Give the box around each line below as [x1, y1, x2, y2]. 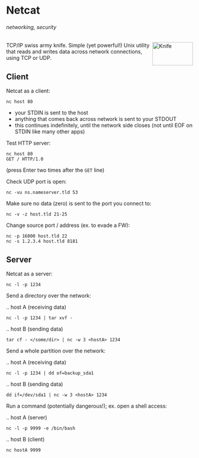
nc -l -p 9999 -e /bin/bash [6, 425, 76, 431]
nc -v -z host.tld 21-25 [6, 212, 68, 217]
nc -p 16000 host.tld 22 [6, 233, 68, 239]
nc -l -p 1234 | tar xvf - [6, 315, 73, 321]
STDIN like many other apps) [14, 128, 85, 135]
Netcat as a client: [6, 87, 50, 95]
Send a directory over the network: [6, 292, 92, 299]
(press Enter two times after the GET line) [6, 166, 105, 174]
